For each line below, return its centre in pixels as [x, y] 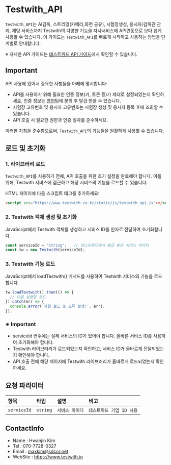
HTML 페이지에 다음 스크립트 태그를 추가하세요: [52, 193]
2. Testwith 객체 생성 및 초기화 [41, 217]
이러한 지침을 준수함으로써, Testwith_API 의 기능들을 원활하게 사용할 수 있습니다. [85, 131]
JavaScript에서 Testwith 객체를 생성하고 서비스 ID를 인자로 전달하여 [73, 229]
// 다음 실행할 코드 [28, 297]
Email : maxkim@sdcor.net [40, 451]
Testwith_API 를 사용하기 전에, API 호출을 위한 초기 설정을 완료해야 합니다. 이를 [83, 176]
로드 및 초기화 [25, 148]
